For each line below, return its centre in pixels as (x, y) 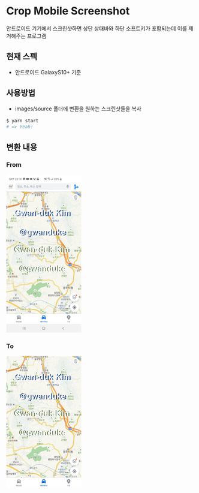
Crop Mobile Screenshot (68, 11)
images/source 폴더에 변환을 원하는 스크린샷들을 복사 (78, 109)
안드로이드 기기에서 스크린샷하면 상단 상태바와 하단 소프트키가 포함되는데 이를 (97, 28)
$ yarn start (22, 121)
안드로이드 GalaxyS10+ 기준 (48, 72)
